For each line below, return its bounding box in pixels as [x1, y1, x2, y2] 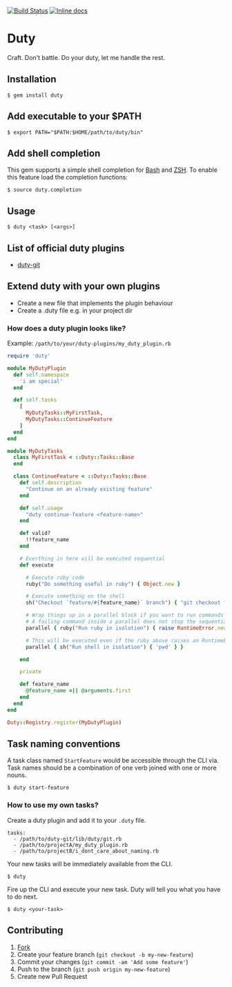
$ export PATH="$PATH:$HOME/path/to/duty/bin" [7, 128, 144, 136]
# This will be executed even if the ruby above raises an [25, 637, 199, 644]
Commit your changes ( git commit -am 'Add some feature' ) [17, 957, 188, 966]
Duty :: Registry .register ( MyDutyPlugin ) [7, 719, 122, 726]
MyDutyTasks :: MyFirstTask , [25, 409, 104, 417]
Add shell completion [7, 147, 101, 159]
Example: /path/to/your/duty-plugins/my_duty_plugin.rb [7, 339, 171, 348]
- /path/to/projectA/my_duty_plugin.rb [13, 841, 128, 848]
